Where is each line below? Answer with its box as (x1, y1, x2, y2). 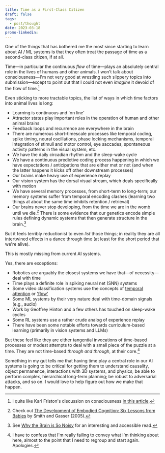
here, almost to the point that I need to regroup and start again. (12, 437, 140, 443)
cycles (12, 311, 26, 318)
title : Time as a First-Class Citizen (5, 7, 84, 12)
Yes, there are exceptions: (5, 260, 58, 266)
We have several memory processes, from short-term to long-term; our (12, 188, 157, 194)
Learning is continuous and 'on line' (12, 109, 85, 116)
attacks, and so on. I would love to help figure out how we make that (5, 379, 143, 385)
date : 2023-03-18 (5, 26, 41, 31)
